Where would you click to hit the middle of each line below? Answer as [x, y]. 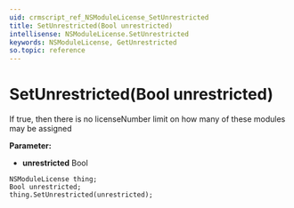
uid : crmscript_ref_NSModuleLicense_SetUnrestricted [109, 17]
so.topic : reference [48, 51]
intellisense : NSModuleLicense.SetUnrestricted [99, 34]
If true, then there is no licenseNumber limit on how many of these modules [147, 119]
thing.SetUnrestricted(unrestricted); [81, 195]
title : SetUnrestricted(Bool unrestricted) [91, 26]
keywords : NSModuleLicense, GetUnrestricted [93, 42]
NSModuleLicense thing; [53, 180]
